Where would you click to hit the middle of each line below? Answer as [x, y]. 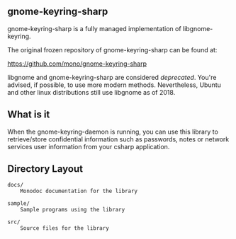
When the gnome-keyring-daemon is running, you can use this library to [113, 132]
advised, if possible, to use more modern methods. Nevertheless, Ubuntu [114, 85]
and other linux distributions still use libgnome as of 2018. [91, 92]
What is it [29, 115]
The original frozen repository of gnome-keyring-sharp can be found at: [112, 49]
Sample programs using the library [73, 210]
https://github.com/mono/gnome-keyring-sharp [77, 64]
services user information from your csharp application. [89, 146]
